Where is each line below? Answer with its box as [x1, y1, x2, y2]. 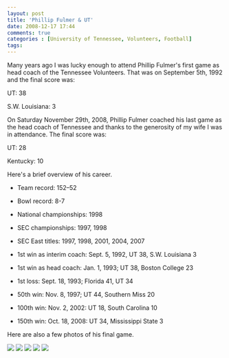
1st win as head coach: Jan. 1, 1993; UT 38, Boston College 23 [17, 264, 194, 272]
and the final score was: [7, 76, 76, 83]
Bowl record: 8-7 [17, 197, 65, 205]
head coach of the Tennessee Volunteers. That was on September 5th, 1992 [7, 68, 223, 76]
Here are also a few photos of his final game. [7, 330, 134, 338]
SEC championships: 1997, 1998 [17, 224, 108, 231]
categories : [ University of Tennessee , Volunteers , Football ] [7, 36, 193, 43]
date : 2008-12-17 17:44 [7, 23, 76, 30]
